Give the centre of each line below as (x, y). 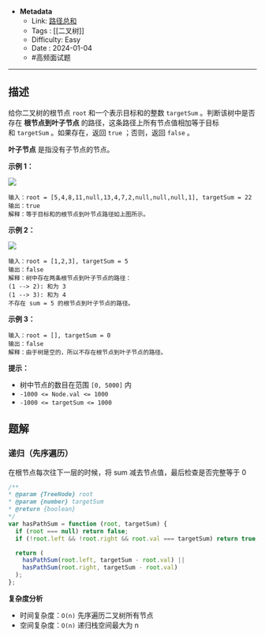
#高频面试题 (51, 57)
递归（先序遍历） (41, 453)
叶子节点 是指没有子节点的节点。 (61, 149)
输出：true (24, 206)
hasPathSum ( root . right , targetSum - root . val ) (100, 568)
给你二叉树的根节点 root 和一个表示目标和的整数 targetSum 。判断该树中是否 (132, 112)
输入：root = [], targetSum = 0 (60, 336)
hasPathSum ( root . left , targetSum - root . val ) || (104, 560)
